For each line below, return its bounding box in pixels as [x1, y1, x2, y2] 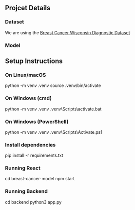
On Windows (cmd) [5, 95, 52, 102]
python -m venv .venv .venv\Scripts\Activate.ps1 [5, 129, 102, 135]
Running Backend [5, 188, 48, 195]
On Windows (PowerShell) [5, 118, 69, 125]
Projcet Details [5, 4, 51, 12]
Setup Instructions [5, 57, 63, 65]
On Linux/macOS [5, 71, 46, 78]
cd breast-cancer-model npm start [5, 176, 75, 182]
